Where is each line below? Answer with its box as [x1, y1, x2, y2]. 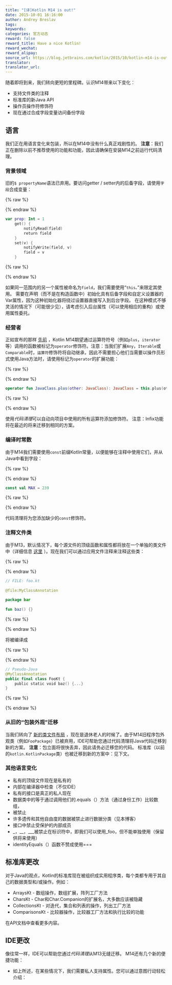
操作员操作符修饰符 [12, 103, 54, 109]
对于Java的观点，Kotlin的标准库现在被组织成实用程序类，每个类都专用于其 [5, 872, 162, 878]
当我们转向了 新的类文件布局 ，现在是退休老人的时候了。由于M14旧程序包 [5, 731, 160, 737]
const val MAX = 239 [5, 485, 50, 490]
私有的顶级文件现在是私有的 [12, 777, 72, 783]
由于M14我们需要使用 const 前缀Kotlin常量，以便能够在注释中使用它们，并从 [5, 449, 163, 455]
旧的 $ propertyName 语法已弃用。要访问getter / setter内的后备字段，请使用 [5, 180, 161, 186]
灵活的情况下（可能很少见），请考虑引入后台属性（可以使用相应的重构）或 [5, 303, 160, 310]
